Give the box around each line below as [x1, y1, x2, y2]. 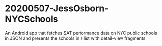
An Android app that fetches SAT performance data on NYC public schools [5, 30, 157, 36]
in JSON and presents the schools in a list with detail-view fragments [5, 35, 146, 41]
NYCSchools [5, 13, 58, 25]
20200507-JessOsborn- [5, 3, 109, 14]
